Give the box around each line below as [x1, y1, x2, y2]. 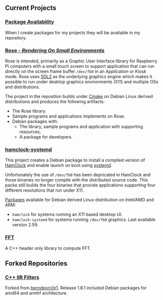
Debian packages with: [12, 118, 58, 124]
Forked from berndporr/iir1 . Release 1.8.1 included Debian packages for [5, 285, 147, 291]
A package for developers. [19, 134, 73, 140]
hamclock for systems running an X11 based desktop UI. [12, 212, 123, 218]
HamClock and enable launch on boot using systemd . [5, 162, 112, 168]
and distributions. [5, 84, 40, 90]
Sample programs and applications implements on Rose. [12, 113, 126, 119]
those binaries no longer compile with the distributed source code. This [5, 177, 148, 183]
